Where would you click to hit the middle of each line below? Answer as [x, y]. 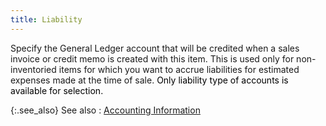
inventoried [33, 69]
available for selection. [57, 90]
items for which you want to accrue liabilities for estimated [179, 69]
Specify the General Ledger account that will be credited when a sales [155, 48]
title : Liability [46, 19]
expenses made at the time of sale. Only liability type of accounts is [149, 80]
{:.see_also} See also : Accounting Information [105, 110]
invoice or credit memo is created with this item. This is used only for [152, 58]
